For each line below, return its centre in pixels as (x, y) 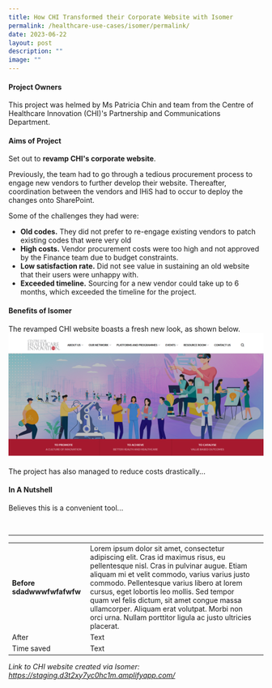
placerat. (105, 626)
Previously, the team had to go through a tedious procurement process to (131, 174)
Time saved (31, 648)
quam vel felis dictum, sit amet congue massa (166, 600)
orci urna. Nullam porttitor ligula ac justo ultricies (171, 617)
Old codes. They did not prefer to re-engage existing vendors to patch (138, 232)
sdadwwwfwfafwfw (47, 591)
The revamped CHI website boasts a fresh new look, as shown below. (124, 329)
